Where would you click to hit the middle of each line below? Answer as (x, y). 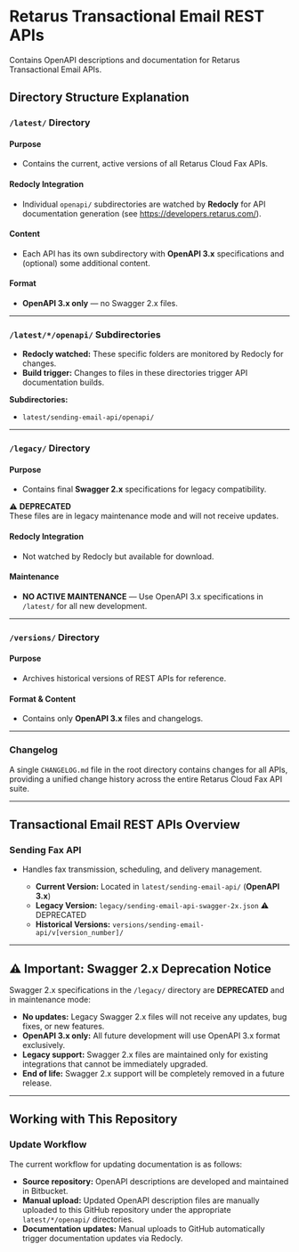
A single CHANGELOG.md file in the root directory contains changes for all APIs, (149, 769)
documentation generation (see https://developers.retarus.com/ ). (141, 213)
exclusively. (43, 1045)
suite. (19, 788)
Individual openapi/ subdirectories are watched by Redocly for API (144, 204)
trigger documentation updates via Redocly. (102, 1238)
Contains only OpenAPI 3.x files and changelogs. (113, 719)
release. (37, 1083)
